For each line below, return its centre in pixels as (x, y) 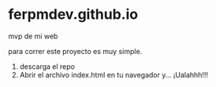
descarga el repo (47, 66)
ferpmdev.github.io (73, 14)
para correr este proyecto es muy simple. (75, 51)
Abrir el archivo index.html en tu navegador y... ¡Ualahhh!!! (114, 74)
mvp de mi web (33, 36)
